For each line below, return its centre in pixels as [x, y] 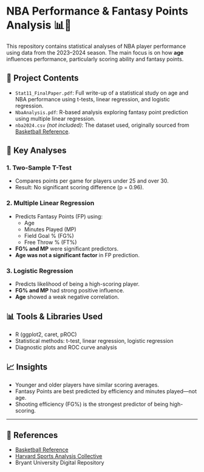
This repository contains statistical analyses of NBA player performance [96, 46]
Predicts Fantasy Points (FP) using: [59, 216]
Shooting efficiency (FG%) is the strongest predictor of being [92, 404]
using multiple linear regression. [55, 118]
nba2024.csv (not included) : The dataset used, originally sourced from [102, 125]
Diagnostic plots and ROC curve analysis [66, 347]
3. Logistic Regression [40, 271]
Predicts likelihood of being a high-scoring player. [77, 284]
